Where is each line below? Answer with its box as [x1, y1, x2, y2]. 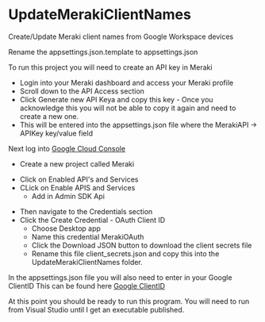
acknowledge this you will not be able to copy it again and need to [19, 103, 236, 113]
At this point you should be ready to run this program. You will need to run [8, 296, 250, 306]
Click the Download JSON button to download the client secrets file [31, 240, 252, 250]
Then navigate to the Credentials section [19, 206, 153, 216]
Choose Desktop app [31, 224, 102, 233]
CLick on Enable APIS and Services [19, 182, 136, 192]
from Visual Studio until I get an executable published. [8, 305, 185, 314]
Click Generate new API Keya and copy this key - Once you [19, 94, 213, 104]
